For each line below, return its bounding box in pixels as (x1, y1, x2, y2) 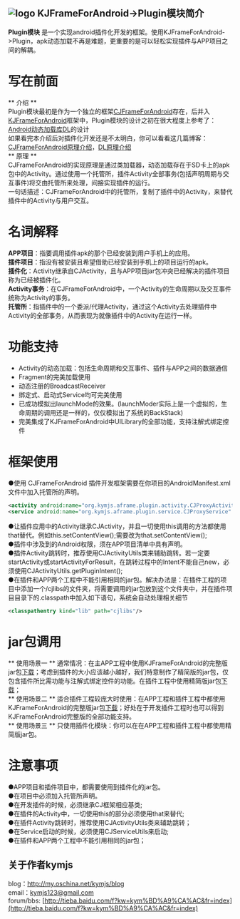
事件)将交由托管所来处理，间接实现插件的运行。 (14, 178, 155, 187)
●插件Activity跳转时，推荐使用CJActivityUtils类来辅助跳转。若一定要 (8, 549, 211, 558)
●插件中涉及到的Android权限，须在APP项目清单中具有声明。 (8, 540, 187, 548)
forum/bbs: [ (8, 896, 45, 905)
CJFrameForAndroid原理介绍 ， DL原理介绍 (8, 143, 132, 151)
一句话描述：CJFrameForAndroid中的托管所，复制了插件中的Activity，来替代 (8, 187, 233, 195)
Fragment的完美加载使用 (18, 372, 91, 381)
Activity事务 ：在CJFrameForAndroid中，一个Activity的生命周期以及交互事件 (8, 284, 232, 293)
